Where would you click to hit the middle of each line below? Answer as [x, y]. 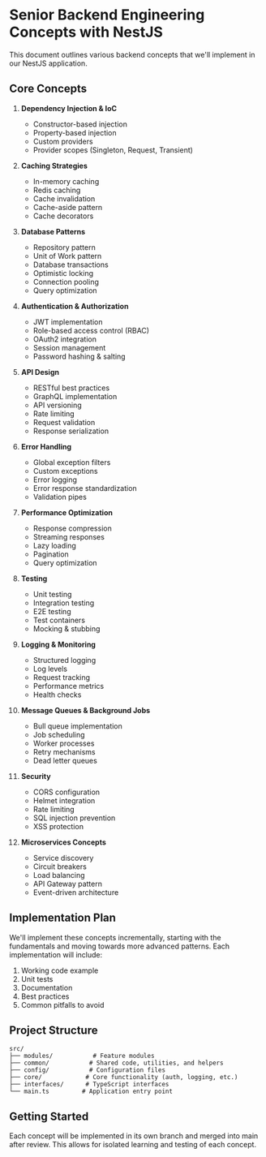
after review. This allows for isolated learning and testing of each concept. [133, 1145]
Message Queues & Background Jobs [86, 710]
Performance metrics [69, 686]
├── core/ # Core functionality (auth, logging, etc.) [124, 1077]
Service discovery [63, 858]
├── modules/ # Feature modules [82, 1056]
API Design [40, 372]
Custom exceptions [65, 471]
